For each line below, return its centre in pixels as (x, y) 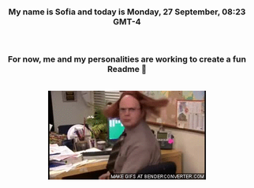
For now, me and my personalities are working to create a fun (127, 59)
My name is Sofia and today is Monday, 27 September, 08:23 (127, 12)
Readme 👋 (127, 70)
